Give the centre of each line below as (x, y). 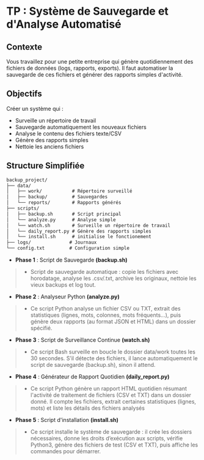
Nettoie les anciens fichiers (49, 146)
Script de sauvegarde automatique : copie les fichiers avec (104, 272)
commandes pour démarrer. (66, 451)
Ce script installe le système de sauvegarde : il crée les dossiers (111, 432)
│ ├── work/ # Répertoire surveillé (69, 191)
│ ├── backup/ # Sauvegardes (57, 197)
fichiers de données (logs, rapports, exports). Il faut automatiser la (90, 68)
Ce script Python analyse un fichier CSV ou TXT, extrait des (106, 308)
